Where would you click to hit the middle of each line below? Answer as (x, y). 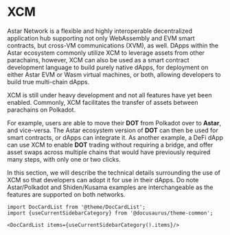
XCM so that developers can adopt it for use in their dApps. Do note (103, 180)
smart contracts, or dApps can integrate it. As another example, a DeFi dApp (115, 137)
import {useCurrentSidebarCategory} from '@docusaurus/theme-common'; (110, 213)
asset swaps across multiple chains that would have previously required (109, 152)
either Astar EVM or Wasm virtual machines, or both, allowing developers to (114, 74)
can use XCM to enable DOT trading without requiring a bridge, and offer (110, 145)
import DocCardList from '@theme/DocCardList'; (77, 207)
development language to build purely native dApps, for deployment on (108, 67)
